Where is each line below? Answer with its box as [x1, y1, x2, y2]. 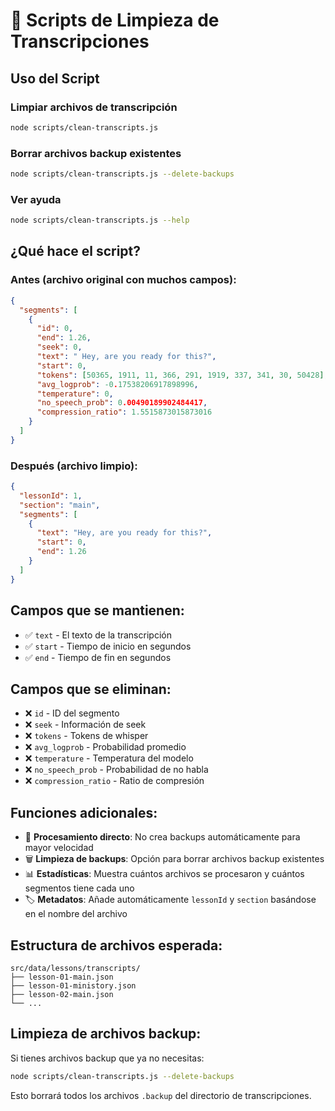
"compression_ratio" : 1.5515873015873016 [36, 407, 213, 418]
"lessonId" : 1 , [19, 490, 83, 501]
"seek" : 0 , [36, 342, 83, 353]
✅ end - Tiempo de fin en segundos [24, 651, 172, 663]
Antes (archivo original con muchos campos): [10, 273, 237, 287]
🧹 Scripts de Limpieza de [10, 9, 220, 32]
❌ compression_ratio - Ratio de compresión [24, 775, 205, 787]
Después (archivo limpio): [10, 459, 138, 473]
